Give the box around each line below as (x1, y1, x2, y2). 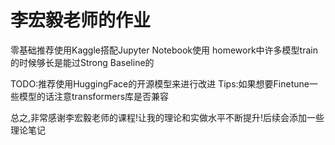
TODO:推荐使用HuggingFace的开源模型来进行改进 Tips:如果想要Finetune (10, 77, 310, 90)
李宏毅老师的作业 (10, 9, 152, 32)
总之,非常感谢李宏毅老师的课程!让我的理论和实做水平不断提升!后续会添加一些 (10, 111, 325, 123)
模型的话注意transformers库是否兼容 (18, 90, 170, 102)
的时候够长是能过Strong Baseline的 (10, 56, 155, 68)
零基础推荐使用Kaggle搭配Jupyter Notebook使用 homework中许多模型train (10, 44, 318, 56)
